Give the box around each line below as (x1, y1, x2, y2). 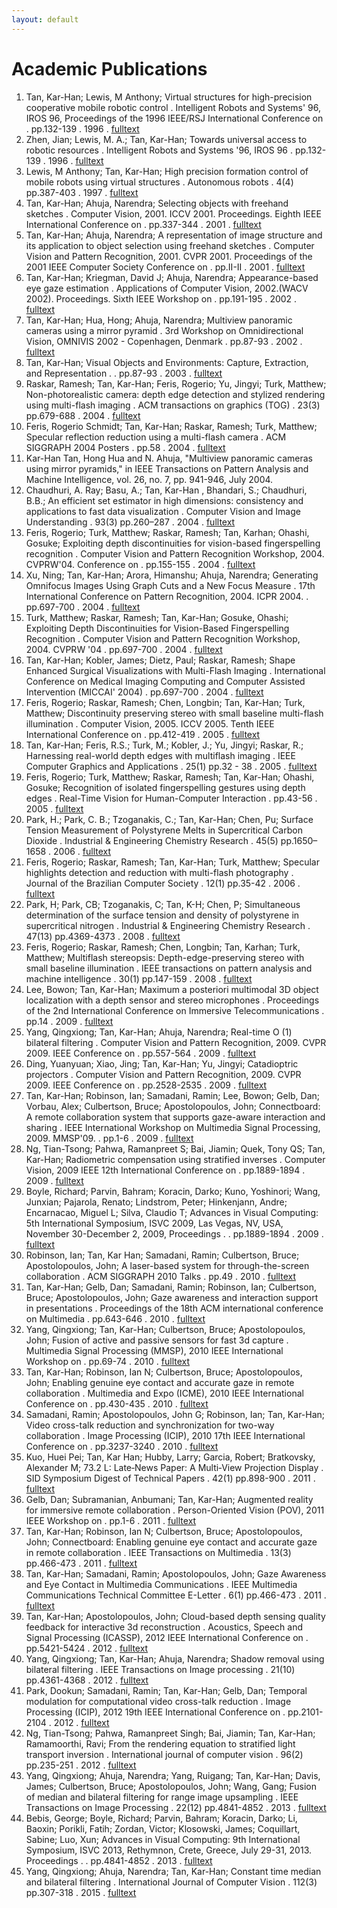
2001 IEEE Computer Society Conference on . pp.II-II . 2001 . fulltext (25, 261, 306, 273)
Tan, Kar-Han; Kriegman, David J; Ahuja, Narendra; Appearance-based (25, 271, 319, 283)
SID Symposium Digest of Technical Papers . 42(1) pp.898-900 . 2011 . (25, 1472, 316, 1484)
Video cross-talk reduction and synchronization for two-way (25, 1419, 275, 1431)
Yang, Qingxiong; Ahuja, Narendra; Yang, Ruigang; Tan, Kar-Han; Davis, (25, 1769, 321, 1781)
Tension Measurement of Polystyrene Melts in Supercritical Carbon (25, 824, 303, 836)
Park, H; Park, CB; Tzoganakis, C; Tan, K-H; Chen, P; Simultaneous (25, 898, 301, 910)
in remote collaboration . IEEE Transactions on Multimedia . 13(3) (25, 1546, 292, 1558)
